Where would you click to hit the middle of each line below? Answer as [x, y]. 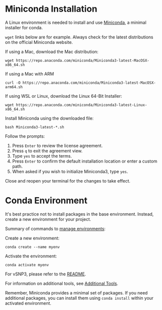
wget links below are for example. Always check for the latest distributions [79, 37]
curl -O [13, 83]
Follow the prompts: [25, 136]
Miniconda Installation [51, 9]
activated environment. [28, 303]
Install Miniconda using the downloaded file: [49, 118]
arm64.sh [14, 87]
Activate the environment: [31, 256]
